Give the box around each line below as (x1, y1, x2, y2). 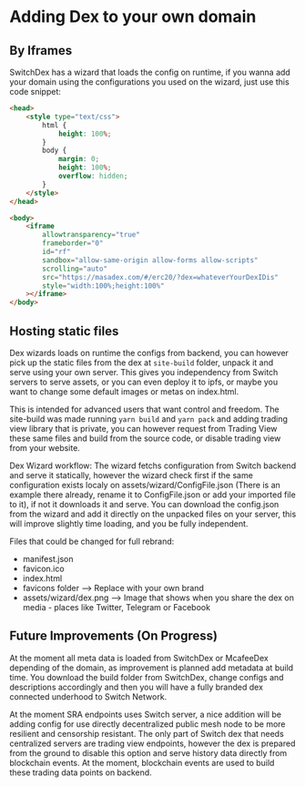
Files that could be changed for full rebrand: (9, 536, 175, 547)
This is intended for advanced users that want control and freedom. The (9, 404, 280, 414)
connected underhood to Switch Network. (9, 690, 168, 702)
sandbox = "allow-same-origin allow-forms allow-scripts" (42, 255, 259, 265)
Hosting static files (9, 323, 119, 339)
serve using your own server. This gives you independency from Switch (9, 366, 279, 377)
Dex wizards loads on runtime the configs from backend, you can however (9, 347, 290, 358)
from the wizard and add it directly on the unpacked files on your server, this (9, 508, 297, 519)
